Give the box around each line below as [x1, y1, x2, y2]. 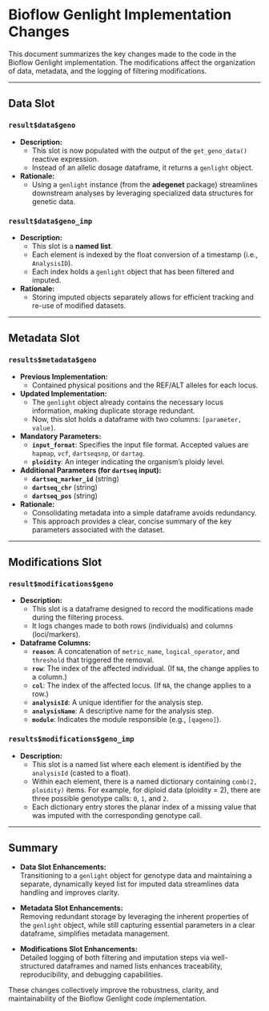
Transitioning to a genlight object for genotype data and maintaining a [19, 871, 252, 881]
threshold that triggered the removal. [31, 655, 155, 665]
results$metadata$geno [8, 355, 97, 365]
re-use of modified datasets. [31, 300, 126, 310]
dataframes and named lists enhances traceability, [55, 961, 223, 971]
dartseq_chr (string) [31, 482, 98, 491]
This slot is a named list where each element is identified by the [31, 759, 242, 769]
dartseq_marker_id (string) [31, 474, 120, 483]
